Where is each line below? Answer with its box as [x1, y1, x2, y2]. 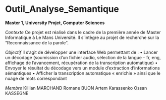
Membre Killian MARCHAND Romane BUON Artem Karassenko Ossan [5, 85, 147, 91]
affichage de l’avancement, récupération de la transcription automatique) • [5, 60, 158, 66]
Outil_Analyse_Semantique [5, 3, 119, 15]
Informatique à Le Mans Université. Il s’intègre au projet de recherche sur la [5, 34, 160, 40]
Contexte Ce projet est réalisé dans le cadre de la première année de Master [5, 29, 161, 35]
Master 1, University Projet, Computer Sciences [5, 20, 105, 26]
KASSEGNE [5, 90, 29, 96]
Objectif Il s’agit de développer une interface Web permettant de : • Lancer [5, 49, 158, 55]
